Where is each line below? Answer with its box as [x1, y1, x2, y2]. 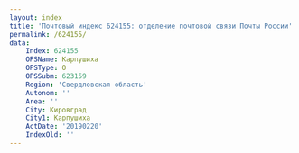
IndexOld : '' [25, 130, 75, 139]
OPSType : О [25, 64, 67, 73]
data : [9, 38, 30, 48]
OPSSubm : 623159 [25, 72, 88, 81]
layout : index [9, 13, 63, 22]
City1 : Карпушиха [25, 113, 91, 122]
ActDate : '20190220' [25, 122, 103, 131]
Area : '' [25, 96, 59, 106]
